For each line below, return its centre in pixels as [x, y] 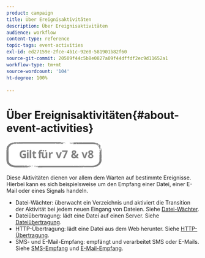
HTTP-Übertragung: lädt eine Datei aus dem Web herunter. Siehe [97, 229]
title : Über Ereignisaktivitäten [49, 19]
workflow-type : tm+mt [34, 64]
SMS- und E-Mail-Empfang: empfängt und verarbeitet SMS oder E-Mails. [107, 242]
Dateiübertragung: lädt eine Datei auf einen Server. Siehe [87, 216]
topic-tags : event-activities [45, 45]
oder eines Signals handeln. [53, 191]
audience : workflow [31, 33]
